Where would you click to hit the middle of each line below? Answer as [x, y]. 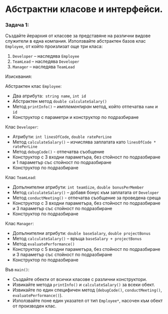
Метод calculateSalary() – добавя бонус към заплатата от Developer [85, 193]
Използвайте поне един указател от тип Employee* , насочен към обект [87, 301]
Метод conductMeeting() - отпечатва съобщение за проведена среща [86, 198]
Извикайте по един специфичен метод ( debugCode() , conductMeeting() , [87, 290]
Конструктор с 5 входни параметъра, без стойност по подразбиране [86, 249]
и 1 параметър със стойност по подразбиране [62, 163]
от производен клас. [34, 306]
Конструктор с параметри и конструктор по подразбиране [75, 117]
